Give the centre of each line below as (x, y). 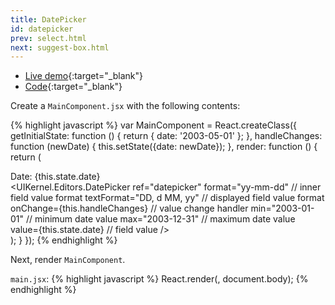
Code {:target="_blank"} (73, 87)
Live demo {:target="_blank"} (83, 76)
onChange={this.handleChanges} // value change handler (129, 208)
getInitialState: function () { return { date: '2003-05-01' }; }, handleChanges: (166, 136)
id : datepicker (42, 29)
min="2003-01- (282, 208)
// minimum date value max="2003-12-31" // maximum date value (160, 219)
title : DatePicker (48, 19)
